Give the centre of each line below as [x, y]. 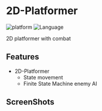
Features [23, 57]
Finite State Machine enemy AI [60, 83]
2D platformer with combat [39, 38]
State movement [43, 77]
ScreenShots [30, 102]
